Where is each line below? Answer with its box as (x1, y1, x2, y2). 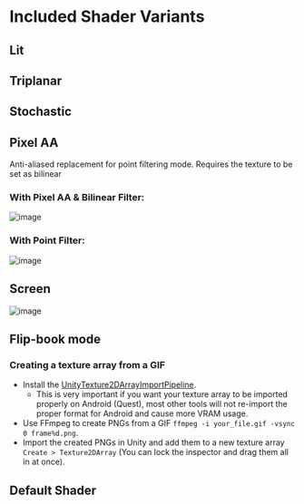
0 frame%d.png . (22, 428, 79, 439)
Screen (9, 281, 52, 296)
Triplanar (9, 73, 63, 88)
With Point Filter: (9, 234, 85, 247)
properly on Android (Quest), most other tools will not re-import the (35, 399, 289, 410)
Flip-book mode (9, 331, 102, 346)
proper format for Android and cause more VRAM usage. (35, 408, 249, 419)
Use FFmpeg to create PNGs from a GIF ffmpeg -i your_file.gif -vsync (22, 418, 295, 429)
